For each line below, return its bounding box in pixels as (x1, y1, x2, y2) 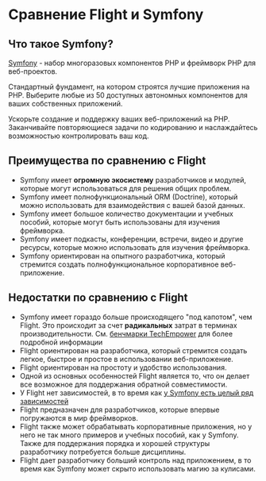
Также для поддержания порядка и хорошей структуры (19, 438, 210, 448)
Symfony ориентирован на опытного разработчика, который (19, 251, 226, 260)
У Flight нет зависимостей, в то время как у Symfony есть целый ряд (19, 387, 254, 398)
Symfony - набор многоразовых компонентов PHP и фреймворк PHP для (8, 58, 256, 67)
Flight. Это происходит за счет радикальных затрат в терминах (19, 320, 237, 330)
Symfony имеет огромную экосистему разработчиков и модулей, (19, 175, 247, 184)
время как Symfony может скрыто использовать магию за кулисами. (19, 464, 256, 473)
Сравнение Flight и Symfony (8, 6, 204, 24)
